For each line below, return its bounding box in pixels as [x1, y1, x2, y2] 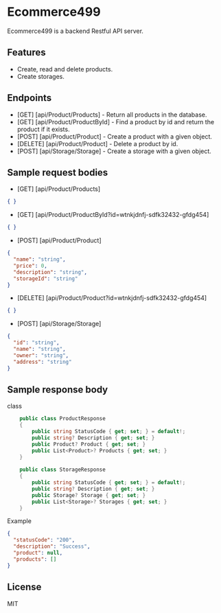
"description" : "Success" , [13, 543, 91, 550]
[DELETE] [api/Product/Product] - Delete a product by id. [16, 139, 178, 148]
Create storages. [16, 72, 65, 80]
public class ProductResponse [19, 415, 106, 422]
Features [7, 47, 46, 58]
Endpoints [7, 92, 52, 104]
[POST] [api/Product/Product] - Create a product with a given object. [16, 132, 213, 141]
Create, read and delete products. [16, 65, 113, 73]
